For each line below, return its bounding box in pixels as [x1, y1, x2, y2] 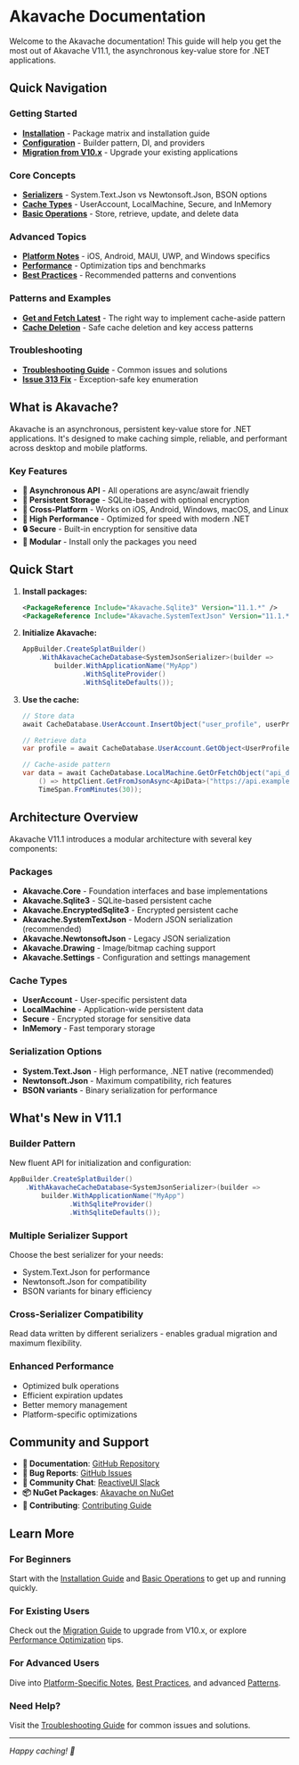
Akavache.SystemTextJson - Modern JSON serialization [21, 913, 233, 925]
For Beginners [9, 1553, 71, 1565]
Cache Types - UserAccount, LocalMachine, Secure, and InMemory [21, 198, 272, 209]
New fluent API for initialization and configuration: [9, 1158, 191, 1169]
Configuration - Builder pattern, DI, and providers [21, 137, 206, 148]
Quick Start [9, 562, 74, 578]
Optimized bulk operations [21, 1380, 120, 1391]
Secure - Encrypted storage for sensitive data [21, 1013, 191, 1024]
